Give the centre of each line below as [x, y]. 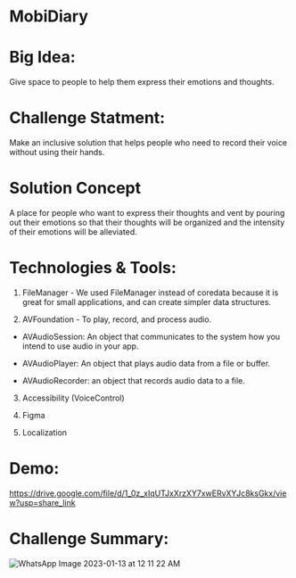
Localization [45, 432]
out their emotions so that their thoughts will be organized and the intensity [147, 222]
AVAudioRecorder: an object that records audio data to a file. [133, 380]
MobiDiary [49, 17]
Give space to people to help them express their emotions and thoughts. [142, 82]
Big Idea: [42, 58]
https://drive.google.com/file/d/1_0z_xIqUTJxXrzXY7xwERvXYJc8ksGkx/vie [148, 493]
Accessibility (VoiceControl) [73, 398]
